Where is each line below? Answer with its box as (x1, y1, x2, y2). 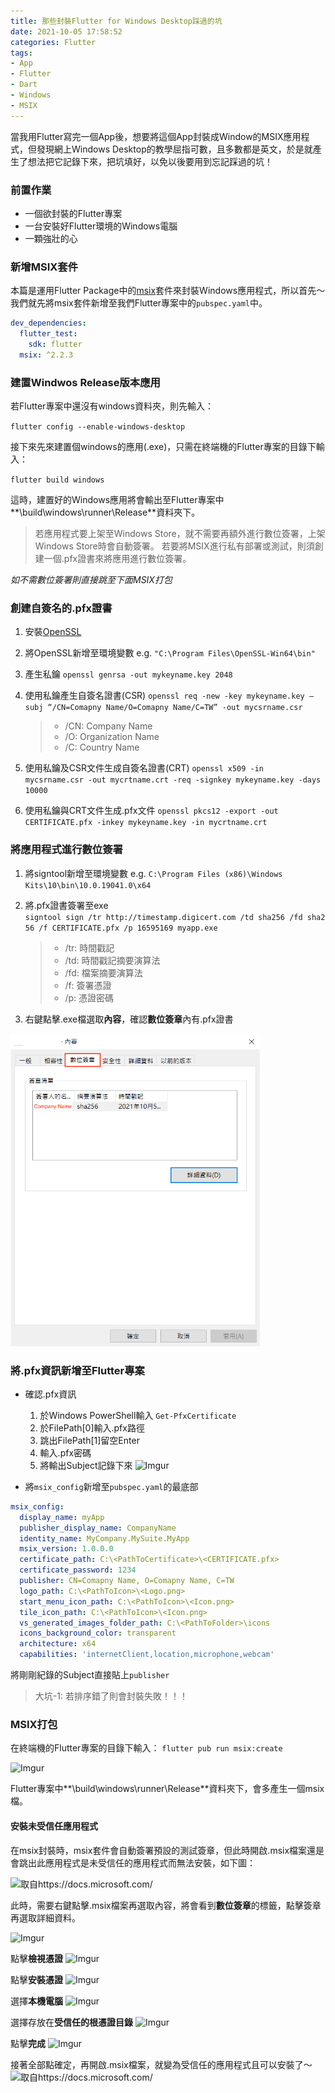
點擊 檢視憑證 (10, 1952, 63, 1964)
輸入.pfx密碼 (39, 1446, 92, 1459)
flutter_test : (19, 329, 78, 339)
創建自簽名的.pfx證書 (10, 601, 113, 615)
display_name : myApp (19, 1512, 105, 1522)
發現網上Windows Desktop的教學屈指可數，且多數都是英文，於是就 (36, 143, 313, 155)
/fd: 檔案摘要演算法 (64, 966, 143, 979)
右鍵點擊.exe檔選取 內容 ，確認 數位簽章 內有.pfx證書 (24, 1013, 234, 1025)
